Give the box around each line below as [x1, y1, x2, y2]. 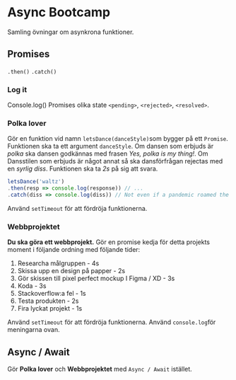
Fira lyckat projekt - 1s [17, 304, 83, 313]
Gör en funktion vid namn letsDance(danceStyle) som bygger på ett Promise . [7, 134, 228, 143]
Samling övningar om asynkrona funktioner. [7, 28, 134, 36]
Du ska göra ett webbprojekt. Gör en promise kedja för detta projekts [7, 238, 211, 246]
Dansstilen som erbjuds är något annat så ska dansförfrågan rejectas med [7, 157, 223, 166]
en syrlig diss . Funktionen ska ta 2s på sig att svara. [7, 164, 158, 173]
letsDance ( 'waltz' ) [7, 178, 65, 185]
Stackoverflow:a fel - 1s [17, 289, 86, 298]
